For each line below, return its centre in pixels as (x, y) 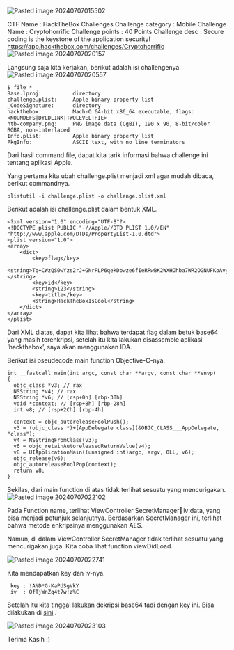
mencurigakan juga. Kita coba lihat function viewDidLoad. (90, 546)
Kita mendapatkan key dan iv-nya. (56, 573)
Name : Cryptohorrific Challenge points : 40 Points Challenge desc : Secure (116, 32)
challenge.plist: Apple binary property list (81, 100)
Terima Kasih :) (29, 639)
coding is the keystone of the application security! (79, 39)
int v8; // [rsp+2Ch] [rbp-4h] (59, 410)
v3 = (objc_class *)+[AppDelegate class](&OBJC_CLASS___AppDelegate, (116, 428)
